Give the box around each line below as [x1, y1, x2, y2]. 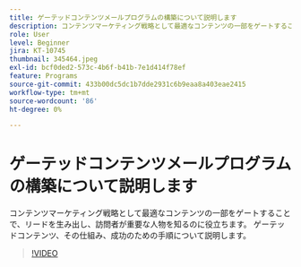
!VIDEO [30, 248, 58, 259]
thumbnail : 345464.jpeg [9, 55, 99, 64]
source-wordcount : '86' [9, 96, 99, 106]
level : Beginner [9, 38, 70, 47]
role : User [9, 30, 50, 39]
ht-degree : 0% [9, 105, 63, 114]
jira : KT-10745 [9, 47, 66, 56]
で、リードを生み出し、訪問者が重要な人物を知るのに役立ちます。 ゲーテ [9, 219, 278, 229]
